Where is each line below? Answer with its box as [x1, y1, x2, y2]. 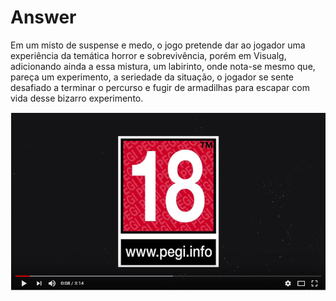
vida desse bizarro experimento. [10, 92, 144, 104]
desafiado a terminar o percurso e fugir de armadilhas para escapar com [10, 81, 310, 93]
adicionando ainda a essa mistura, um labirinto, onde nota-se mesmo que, [10, 60, 316, 72]
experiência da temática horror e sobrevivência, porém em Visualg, [10, 49, 287, 61]
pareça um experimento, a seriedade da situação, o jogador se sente [10, 71, 295, 83]
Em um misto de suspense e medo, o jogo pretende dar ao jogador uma [10, 39, 306, 51]
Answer [10, 6, 77, 29]
